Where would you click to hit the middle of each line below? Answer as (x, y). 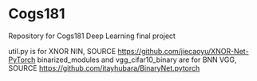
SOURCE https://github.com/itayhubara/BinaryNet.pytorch (104, 67)
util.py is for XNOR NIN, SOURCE (62, 51)
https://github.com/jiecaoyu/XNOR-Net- (183, 51)
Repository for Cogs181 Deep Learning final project (92, 36)
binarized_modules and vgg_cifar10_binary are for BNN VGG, (137, 60)
